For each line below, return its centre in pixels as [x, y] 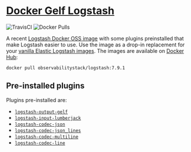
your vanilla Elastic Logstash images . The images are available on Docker [95, 50]
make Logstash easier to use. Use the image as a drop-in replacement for [95, 45]
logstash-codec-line [40, 143]
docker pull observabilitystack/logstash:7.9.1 [66, 68]
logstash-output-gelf [41, 112]
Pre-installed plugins [45, 86]
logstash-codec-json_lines [48, 130]
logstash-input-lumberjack [48, 118]
